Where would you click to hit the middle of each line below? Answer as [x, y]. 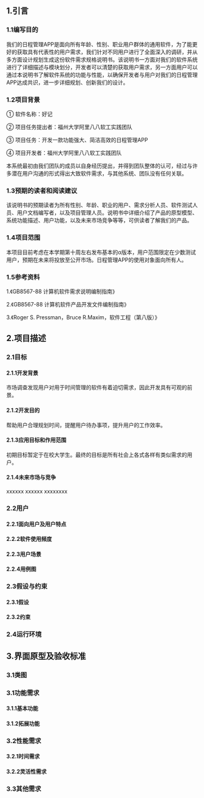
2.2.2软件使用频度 [29, 539]
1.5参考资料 [23, 277]
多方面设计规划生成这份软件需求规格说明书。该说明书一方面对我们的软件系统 [102, 59]
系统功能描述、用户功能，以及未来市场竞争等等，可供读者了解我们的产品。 [99, 221]
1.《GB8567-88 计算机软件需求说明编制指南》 [62, 291]
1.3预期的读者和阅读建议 [42, 191]
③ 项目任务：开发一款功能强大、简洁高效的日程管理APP [77, 139]
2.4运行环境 [24, 634]
